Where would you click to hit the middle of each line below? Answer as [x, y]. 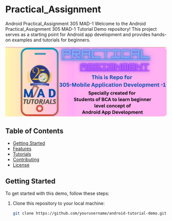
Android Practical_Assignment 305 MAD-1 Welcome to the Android [76, 24]
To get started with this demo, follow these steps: [57, 193]
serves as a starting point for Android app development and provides [78, 34]
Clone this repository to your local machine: [59, 204]
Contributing [26, 160]
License [21, 165]
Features [22, 149]
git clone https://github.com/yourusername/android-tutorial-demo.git [90, 213]
